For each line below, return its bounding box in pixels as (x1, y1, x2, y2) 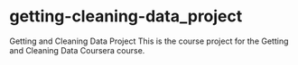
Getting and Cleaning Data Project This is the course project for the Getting (9, 36, 289, 46)
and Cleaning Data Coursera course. (9, 45, 145, 55)
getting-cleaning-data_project (9, 6, 243, 27)
